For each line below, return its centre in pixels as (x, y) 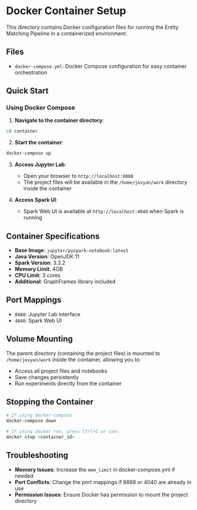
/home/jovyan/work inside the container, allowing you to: (74, 359)
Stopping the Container (50, 402)
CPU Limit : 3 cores (37, 275)
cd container (22, 131)
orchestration (31, 72)
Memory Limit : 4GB (39, 269)
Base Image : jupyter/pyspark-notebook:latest (71, 250)
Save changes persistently (47, 377)
